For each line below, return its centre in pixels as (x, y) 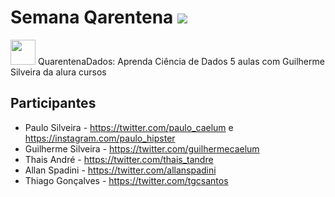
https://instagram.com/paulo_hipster (100, 138)
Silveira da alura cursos (58, 72)
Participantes (53, 103)
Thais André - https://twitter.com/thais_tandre (119, 159)
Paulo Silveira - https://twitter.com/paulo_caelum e (129, 127)
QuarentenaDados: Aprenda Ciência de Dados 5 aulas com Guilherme (181, 61)
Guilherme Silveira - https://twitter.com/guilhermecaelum (142, 148)
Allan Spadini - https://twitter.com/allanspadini (120, 170)
